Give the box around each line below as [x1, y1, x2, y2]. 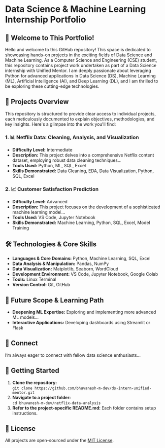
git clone [12, 386, 33, 391]
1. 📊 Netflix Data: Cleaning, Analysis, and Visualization [5, 134, 139, 141]
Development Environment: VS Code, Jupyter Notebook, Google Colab [12, 271, 159, 277]
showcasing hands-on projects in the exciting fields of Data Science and [5, 52, 152, 58]
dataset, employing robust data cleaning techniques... [12, 157, 122, 163]
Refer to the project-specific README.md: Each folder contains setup [12, 405, 156, 411]
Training [12, 225, 30, 231]
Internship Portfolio [5, 14, 86, 25]
